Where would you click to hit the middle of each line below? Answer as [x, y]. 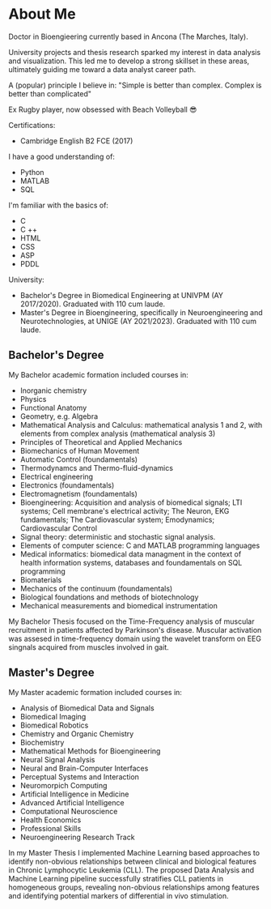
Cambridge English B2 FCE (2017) [76, 141]
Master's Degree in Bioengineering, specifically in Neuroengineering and [141, 312]
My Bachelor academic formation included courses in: [98, 374]
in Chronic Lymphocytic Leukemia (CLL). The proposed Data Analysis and [131, 870]
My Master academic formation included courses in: [95, 692]
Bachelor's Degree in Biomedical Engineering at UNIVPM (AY [122, 295]
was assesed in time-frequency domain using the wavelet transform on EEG [135, 638]
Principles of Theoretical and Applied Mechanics [101, 442]
